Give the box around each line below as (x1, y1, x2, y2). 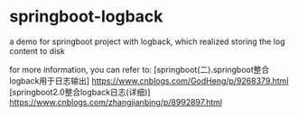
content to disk (9, 45, 65, 56)
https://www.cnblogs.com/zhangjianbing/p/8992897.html (9, 96, 223, 107)
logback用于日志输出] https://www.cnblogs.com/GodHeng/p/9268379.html (9, 75, 289, 86)
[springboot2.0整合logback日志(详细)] (9, 86, 151, 97)
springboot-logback (9, 6, 163, 27)
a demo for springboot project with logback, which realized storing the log (9, 36, 285, 47)
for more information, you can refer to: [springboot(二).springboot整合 (9, 64, 270, 75)
